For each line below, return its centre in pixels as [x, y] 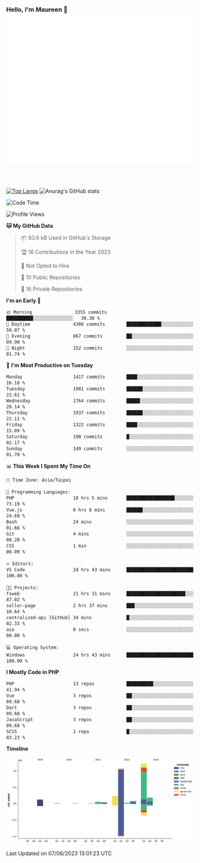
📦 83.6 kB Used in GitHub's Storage [66, 237]
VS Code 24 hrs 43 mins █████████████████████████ [100, 570]
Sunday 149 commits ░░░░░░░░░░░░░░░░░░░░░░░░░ [100, 449]
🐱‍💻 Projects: [22, 588]
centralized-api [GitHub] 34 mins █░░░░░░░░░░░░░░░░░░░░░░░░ [100, 617]
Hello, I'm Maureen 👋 [37, 10]
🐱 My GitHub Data [30, 225]
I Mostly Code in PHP [33, 672]
